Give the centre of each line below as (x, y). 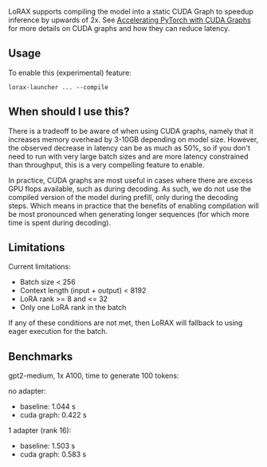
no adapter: (27, 391)
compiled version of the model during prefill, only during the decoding (124, 197)
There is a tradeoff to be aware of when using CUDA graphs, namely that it (131, 131)
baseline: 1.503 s (47, 446)
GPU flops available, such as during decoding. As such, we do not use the (130, 188)
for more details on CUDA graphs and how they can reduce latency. (119, 28)
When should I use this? (69, 112)
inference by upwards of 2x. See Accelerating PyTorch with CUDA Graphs (130, 20)
